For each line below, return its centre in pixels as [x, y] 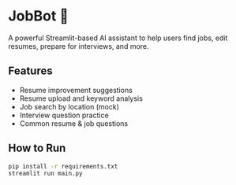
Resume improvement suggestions [76, 90]
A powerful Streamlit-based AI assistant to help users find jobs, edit [118, 38]
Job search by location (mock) [69, 106]
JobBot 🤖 [39, 16]
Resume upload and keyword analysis [81, 98]
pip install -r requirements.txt [63, 166]
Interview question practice [64, 115]
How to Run [37, 148]
